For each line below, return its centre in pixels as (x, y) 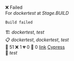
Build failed (19, 22)
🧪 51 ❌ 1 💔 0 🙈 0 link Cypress (35, 47)
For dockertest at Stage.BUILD (37, 13)
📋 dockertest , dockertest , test (37, 40)
